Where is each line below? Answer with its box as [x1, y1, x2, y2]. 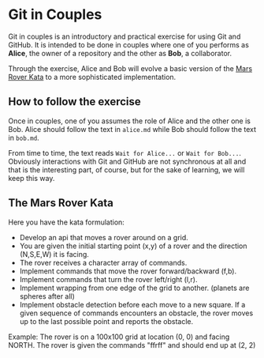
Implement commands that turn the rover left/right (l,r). [19, 274, 198, 284]
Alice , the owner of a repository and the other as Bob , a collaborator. [8, 48, 232, 58]
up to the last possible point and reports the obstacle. [19, 316, 194, 326]
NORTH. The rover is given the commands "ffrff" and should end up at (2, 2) [8, 340, 256, 349]
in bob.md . [8, 133, 39, 142]
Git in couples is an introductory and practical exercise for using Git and [8, 32, 241, 41]
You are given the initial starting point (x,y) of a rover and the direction [19, 241, 247, 251]
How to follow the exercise [8, 95, 142, 108]
